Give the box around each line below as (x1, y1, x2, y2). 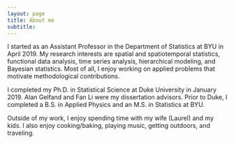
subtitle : (7, 23, 36, 30)
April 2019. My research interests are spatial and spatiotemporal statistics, (7, 50, 220, 58)
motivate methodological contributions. (7, 72, 120, 80)
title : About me (7, 17, 54, 24)
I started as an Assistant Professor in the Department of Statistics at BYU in (7, 43, 224, 51)
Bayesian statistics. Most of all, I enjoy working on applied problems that (7, 64, 215, 73)
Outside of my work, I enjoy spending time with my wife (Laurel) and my (7, 114, 214, 122)
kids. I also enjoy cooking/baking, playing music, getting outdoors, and (7, 122, 211, 130)
